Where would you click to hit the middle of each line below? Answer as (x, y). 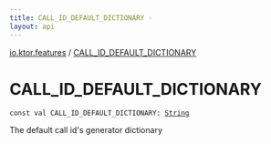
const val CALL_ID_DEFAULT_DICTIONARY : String (99, 113)
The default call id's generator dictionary (86, 130)
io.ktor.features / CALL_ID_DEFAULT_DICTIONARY (103, 52)
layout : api (32, 26)
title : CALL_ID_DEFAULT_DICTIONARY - (81, 18)
